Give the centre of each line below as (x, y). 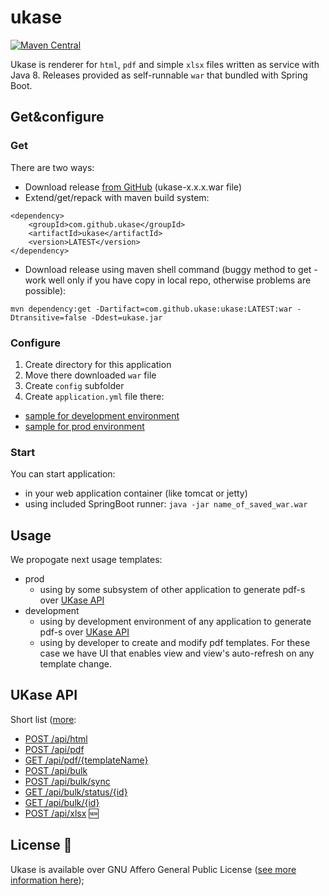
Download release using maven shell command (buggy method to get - (171, 269)
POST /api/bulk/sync (67, 781)
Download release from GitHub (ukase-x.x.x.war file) (133, 187)
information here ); (47, 880)
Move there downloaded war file (90, 375)
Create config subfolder (74, 385)
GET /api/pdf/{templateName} (86, 760)
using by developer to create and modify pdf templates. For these (175, 643)
